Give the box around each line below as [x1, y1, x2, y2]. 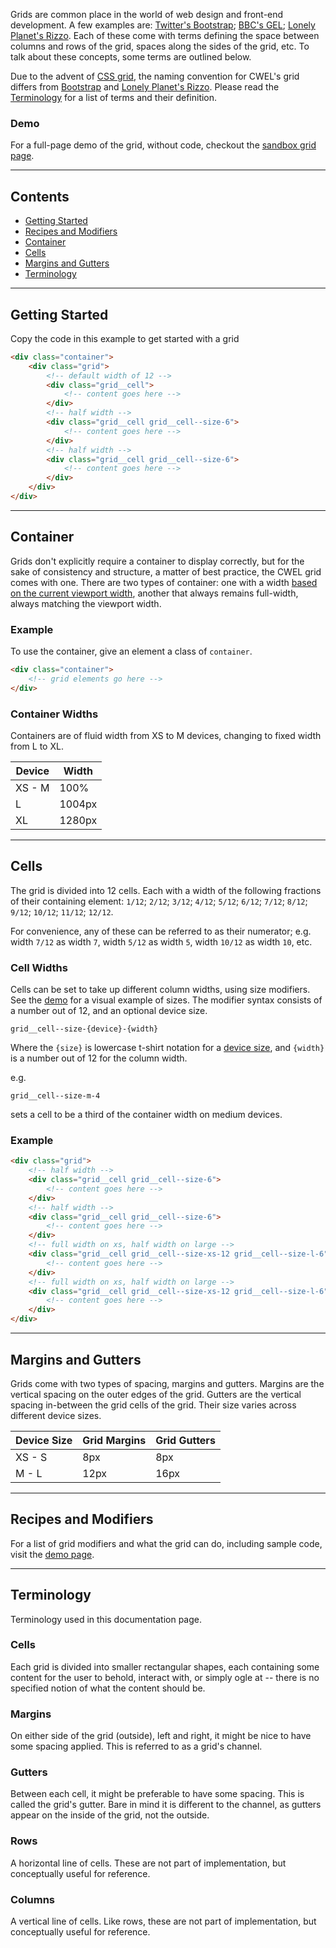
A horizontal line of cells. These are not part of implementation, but [10, 1857, 287, 1869]
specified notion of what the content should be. [10, 1682, 206, 1694]
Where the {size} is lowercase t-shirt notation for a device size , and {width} [10, 1042, 325, 1054]
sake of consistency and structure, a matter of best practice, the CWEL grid [10, 565, 322, 578]
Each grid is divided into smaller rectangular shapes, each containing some [10, 1660, 320, 1673]
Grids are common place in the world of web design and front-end [10, 9, 284, 20]
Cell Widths [10, 960, 68, 974]
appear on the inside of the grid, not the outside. [10, 1809, 210, 1821]
